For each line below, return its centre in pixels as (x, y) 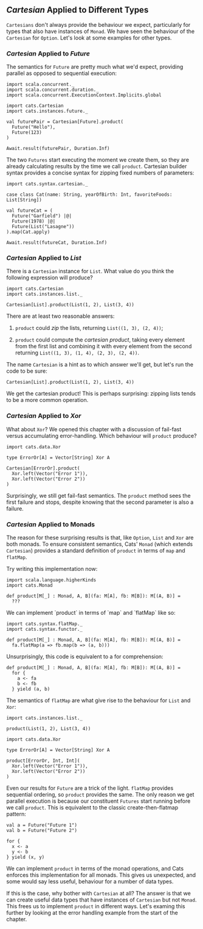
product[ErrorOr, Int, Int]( (43, 761)
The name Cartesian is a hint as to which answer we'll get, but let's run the (100, 365)
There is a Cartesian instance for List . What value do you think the (90, 271)
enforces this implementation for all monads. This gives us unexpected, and (101, 875)
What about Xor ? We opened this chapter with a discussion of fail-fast (94, 429)
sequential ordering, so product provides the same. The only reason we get (100, 794)
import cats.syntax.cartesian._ (47, 184)
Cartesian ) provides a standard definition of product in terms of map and (96, 551)
